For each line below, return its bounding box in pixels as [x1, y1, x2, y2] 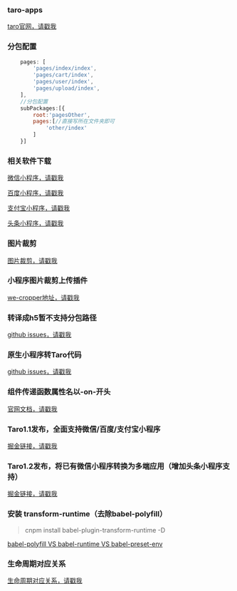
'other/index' [45, 125, 88, 132]
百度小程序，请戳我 [7, 189, 64, 197]
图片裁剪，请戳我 [7, 256, 58, 264]
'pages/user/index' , [33, 78, 94, 86]
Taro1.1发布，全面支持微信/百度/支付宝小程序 [7, 424, 161, 434]
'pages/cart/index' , [33, 71, 94, 79]
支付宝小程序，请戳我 [7, 204, 70, 212]
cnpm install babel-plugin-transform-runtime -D [24, 525, 166, 534]
